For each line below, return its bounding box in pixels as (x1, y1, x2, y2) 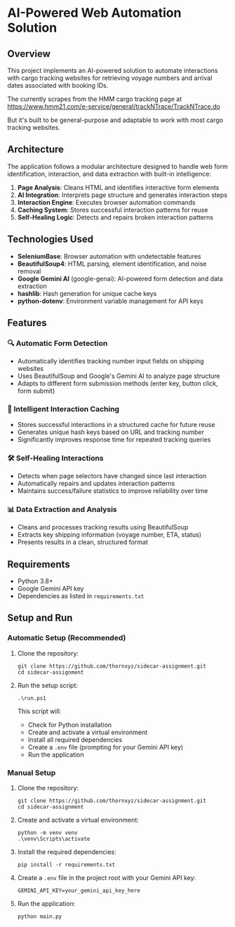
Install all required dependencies (27, 735, 123, 744)
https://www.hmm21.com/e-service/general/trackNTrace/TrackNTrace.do (7, 102, 221, 110)
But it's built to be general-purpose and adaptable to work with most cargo (7, 116, 223, 124)
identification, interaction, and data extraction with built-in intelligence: (7, 170, 212, 178)
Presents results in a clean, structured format (17, 538, 149, 546)
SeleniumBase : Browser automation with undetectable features (17, 252, 201, 260)
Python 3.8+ (17, 577, 54, 586)
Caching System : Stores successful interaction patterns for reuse (17, 205, 208, 214)
